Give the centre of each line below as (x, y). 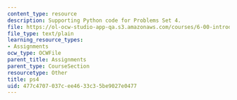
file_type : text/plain (41, 33)
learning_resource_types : (45, 40)
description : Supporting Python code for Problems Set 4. (94, 20)
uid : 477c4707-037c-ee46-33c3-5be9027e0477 (72, 86)
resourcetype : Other (38, 73)
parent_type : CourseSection (49, 66)
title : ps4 (23, 79)
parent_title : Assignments (47, 60)
